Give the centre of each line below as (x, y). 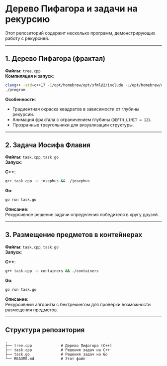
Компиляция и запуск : (30, 76)
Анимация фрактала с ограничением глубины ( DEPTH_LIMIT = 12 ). (82, 120)
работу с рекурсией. (27, 38)
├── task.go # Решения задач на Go (56, 355)
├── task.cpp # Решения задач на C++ (58, 350)
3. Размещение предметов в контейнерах (74, 235)
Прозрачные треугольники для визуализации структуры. (73, 124)
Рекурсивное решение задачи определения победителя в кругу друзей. (82, 215)
